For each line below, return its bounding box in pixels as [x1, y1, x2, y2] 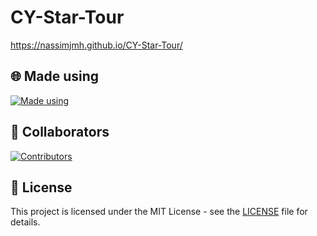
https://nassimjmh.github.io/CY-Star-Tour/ [10, 39, 183, 51]
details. [10, 216, 41, 228]
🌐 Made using [10, 68, 100, 85]
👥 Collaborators [10, 124, 110, 141]
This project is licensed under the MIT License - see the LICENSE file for [10, 206, 308, 218]
